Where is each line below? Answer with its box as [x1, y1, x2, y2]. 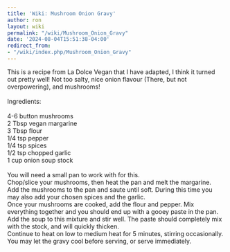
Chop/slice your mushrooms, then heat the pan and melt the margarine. [7, 178, 211, 186]
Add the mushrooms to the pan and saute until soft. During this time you [7, 185, 213, 194]
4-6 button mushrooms [7, 111, 74, 120]
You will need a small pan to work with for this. [7, 170, 140, 179]
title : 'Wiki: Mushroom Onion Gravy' [7, 10, 116, 17]
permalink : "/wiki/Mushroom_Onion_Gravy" [7, 29, 129, 37]
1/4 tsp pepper [7, 134, 49, 142]
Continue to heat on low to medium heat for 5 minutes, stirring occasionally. [7, 229, 224, 237]
